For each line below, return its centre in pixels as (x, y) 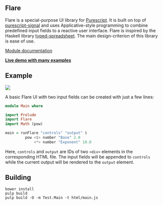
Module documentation (29, 50)
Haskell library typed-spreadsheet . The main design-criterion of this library (81, 36)
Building (18, 178)
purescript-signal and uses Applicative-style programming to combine (77, 25)
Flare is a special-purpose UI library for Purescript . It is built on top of (76, 20)
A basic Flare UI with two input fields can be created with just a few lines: (80, 97)
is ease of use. (20, 41)
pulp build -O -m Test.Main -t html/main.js (52, 198)
